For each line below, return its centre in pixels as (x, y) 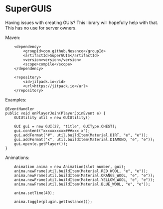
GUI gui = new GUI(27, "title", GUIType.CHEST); (66, 126)
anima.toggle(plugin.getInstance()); (53, 201)
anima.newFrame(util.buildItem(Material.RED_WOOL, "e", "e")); (81, 171)
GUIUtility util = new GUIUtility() (52, 117)
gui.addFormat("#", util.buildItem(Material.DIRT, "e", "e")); (81, 135)
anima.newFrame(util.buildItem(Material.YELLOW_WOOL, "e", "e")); (84, 180)
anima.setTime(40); (34, 193)
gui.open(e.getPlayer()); (41, 144)
